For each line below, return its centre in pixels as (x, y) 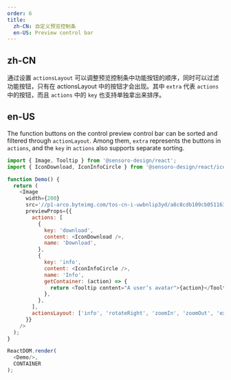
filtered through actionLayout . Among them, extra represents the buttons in (114, 141)
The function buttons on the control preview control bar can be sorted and (112, 133)
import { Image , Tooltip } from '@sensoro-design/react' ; (92, 161)
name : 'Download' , (70, 243)
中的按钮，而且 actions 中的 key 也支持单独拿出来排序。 (86, 95)
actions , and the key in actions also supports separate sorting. (96, 147)
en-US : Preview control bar (54, 33)
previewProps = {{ (48, 211)
